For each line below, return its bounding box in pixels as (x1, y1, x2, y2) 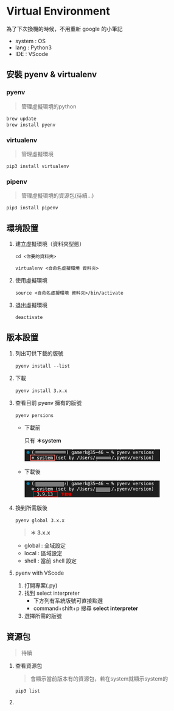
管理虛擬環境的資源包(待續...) (21, 192, 94, 199)
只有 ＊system (24, 436, 61, 444)
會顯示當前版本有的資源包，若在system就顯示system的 (30, 674, 169, 682)
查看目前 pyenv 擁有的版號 (15, 399, 82, 406)
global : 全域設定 (24, 542, 66, 549)
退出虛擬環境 (15, 301, 47, 309)
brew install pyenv (6, 122, 56, 128)
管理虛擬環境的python (21, 102, 77, 110)
